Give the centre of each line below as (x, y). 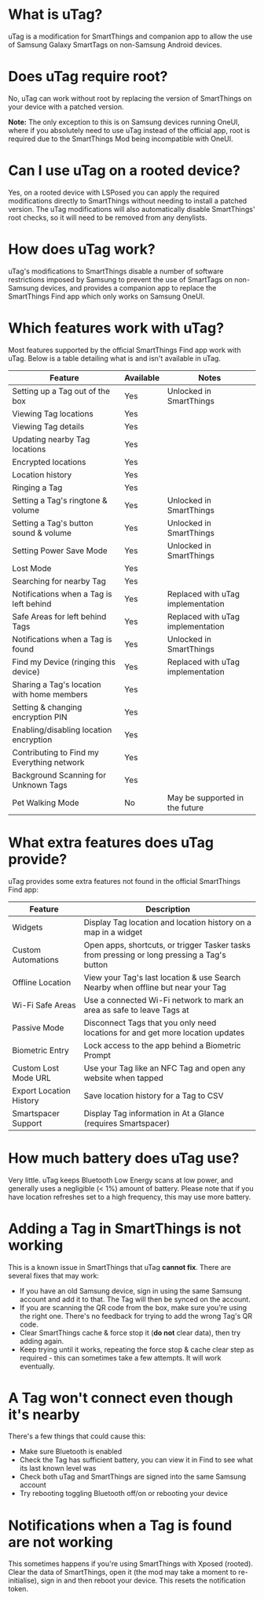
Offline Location (42, 982)
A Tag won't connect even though (121, 1398)
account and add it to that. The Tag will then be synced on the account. (135, 1299)
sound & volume (42, 533)
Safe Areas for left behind (59, 616)
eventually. (37, 1366)
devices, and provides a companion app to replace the (128, 288)
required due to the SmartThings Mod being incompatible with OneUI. (121, 139)
